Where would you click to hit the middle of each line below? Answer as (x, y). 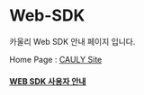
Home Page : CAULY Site (56, 59)
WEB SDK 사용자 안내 (48, 81)
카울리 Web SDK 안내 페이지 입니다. (72, 41)
